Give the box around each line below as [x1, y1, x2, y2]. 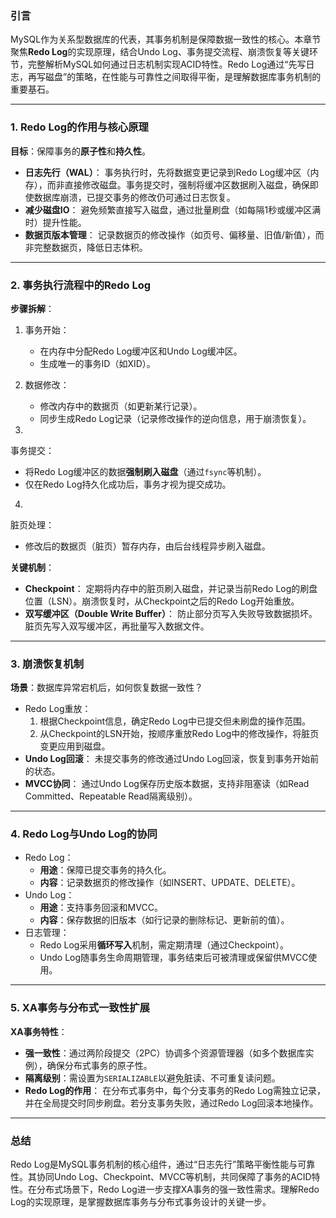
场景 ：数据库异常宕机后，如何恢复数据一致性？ [10, 682, 203, 694]
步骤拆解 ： [10, 302, 55, 314]
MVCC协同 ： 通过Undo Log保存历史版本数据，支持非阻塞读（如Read [24, 778, 310, 790]
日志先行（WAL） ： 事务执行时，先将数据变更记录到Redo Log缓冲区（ [24, 166, 311, 178]
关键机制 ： [10, 561, 55, 573]
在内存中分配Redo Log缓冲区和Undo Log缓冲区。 [39, 345, 243, 357]
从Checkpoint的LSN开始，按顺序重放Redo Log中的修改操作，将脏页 [39, 728, 320, 740]
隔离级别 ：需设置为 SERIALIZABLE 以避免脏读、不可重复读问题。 [24, 1072, 281, 1084]
